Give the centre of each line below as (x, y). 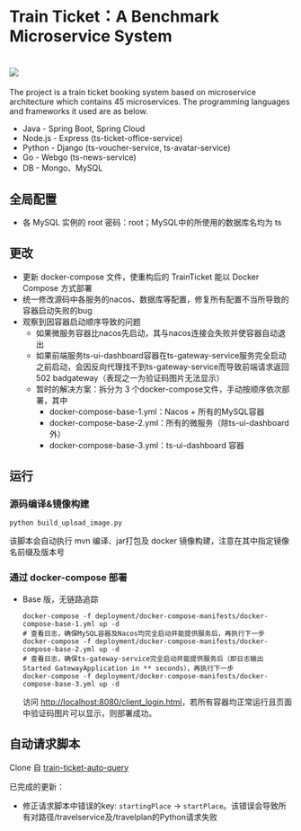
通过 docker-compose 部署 (68, 578)
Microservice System (91, 36)
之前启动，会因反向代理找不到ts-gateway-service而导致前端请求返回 (162, 367)
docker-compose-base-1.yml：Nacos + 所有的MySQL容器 (157, 411)
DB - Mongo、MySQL (62, 168)
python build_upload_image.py (66, 523)
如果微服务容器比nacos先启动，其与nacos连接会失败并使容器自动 (157, 332)
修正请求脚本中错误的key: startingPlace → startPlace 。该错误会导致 (150, 805)
